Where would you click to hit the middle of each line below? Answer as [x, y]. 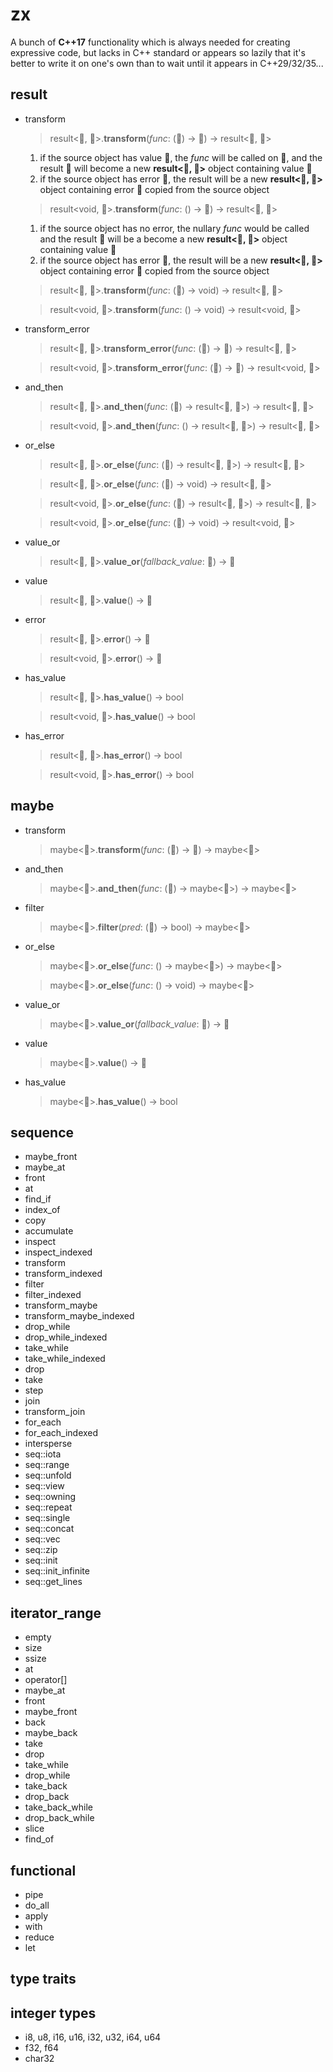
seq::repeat [48, 1507]
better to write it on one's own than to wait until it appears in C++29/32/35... [167, 63]
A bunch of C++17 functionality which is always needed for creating [150, 42]
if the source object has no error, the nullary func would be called [174, 228]
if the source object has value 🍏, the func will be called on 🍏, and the [181, 157]
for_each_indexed [61, 1433]
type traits [43, 1979]
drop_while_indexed [66, 1337]
